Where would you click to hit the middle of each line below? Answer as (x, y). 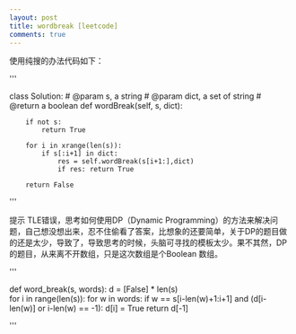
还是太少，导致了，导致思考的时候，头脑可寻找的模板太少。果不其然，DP (152, 242)
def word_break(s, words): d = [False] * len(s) (94, 289)
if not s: (44, 122)
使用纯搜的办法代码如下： (57, 61)
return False (50, 185)
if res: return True (96, 170)
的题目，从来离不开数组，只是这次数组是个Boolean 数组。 (116, 254)
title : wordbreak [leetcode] (64, 26)
